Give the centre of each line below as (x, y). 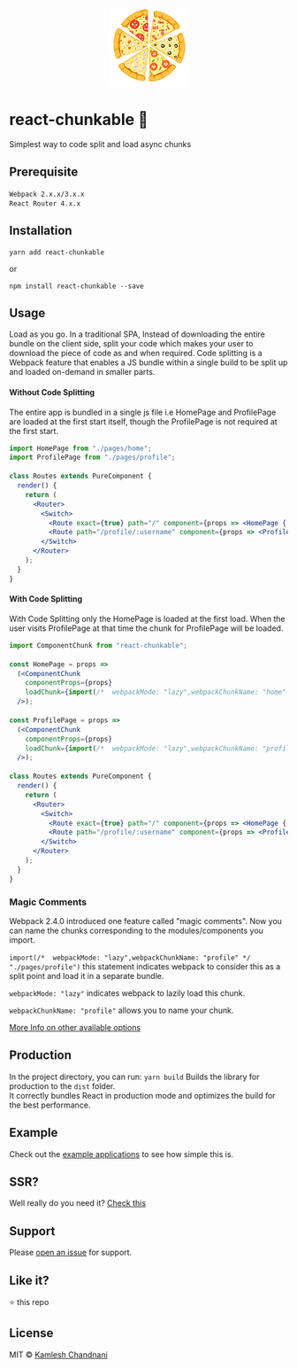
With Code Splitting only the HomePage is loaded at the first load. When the (147, 618)
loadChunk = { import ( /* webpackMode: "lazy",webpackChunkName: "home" (156, 692)
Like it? (29, 1280)
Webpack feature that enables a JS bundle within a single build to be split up (148, 362)
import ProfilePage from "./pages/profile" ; (92, 458)
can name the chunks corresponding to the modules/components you (136, 930)
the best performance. (50, 1105)
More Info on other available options (75, 1027)
